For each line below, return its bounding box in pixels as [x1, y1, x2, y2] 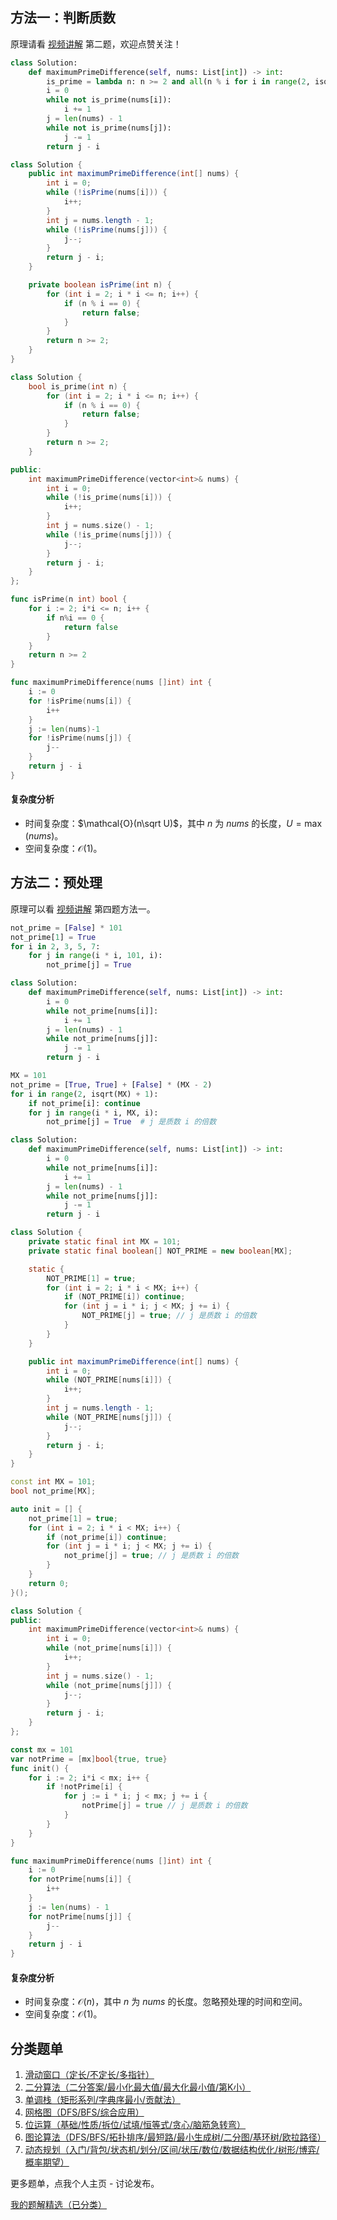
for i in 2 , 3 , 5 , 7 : [10, 941, 101, 952]
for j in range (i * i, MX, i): [28, 1108, 159, 1118]
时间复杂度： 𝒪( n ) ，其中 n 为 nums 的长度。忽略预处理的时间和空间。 [24, 1996, 308, 2008]
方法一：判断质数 [10, 9, 116, 27]
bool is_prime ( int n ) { [28, 381, 128, 392]
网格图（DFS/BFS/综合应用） [24, 2106, 145, 2118]
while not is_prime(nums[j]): [46, 123, 172, 133]
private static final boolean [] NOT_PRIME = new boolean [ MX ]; [28, 1246, 293, 1256]
